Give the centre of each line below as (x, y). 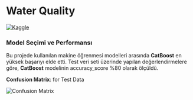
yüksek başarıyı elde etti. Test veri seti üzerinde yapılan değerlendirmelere (97, 62)
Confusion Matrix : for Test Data (45, 80)
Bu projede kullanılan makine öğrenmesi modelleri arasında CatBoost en (94, 56)
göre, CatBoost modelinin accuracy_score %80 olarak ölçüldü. (82, 68)
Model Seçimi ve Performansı (49, 43)
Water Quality (41, 11)
